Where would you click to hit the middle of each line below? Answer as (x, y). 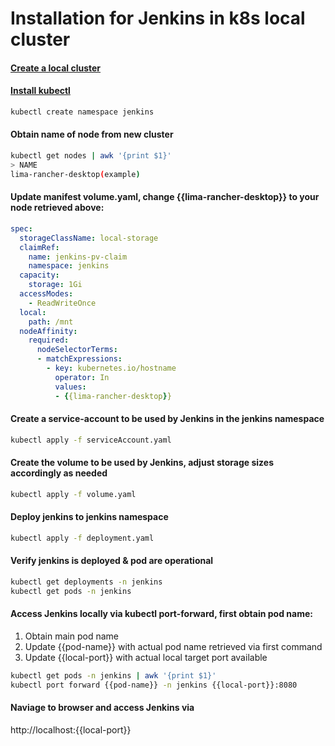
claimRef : (39, 247)
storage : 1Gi (55, 285)
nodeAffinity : (48, 331)
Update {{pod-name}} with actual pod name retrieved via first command (173, 646)
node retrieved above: (57, 208)
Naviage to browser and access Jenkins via (102, 708)
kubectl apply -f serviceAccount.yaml (91, 440)
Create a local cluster (56, 68)
